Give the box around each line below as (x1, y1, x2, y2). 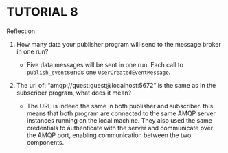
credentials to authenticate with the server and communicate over (26, 123, 214, 132)
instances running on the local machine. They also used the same (26, 116, 213, 124)
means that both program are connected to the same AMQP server (26, 109, 216, 117)
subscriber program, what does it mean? (16, 89, 132, 97)
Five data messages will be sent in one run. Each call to (26, 60, 183, 69)
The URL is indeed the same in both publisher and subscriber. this (26, 102, 214, 110)
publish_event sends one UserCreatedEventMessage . (26, 68, 171, 76)
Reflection (6, 27, 36, 35)
